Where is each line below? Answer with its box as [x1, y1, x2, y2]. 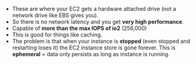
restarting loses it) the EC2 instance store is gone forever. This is [12, 44, 176, 51]
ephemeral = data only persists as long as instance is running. [12, 51, 170, 57]
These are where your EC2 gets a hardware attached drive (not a [12, 5, 176, 12]
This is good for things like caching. [12, 31, 103, 38]
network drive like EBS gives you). [12, 12, 99, 19]
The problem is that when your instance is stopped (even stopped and [12, 38, 190, 44]
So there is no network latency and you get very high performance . [12, 18, 184, 25]
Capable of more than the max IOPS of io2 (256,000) [12, 24, 147, 32]
